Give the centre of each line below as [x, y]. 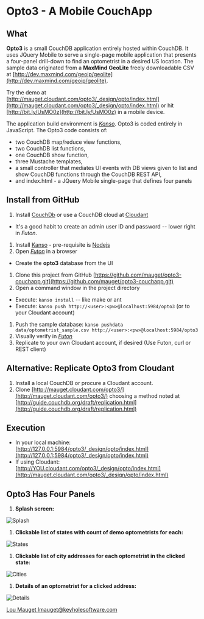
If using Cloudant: [37, 462]
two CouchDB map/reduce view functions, [68, 142]
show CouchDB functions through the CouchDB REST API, [88, 174]
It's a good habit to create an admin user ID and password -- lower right [105, 226]
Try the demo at [26, 92]
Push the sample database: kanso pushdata [69, 324]
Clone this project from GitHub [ [55, 275]
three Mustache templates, [49, 161]
